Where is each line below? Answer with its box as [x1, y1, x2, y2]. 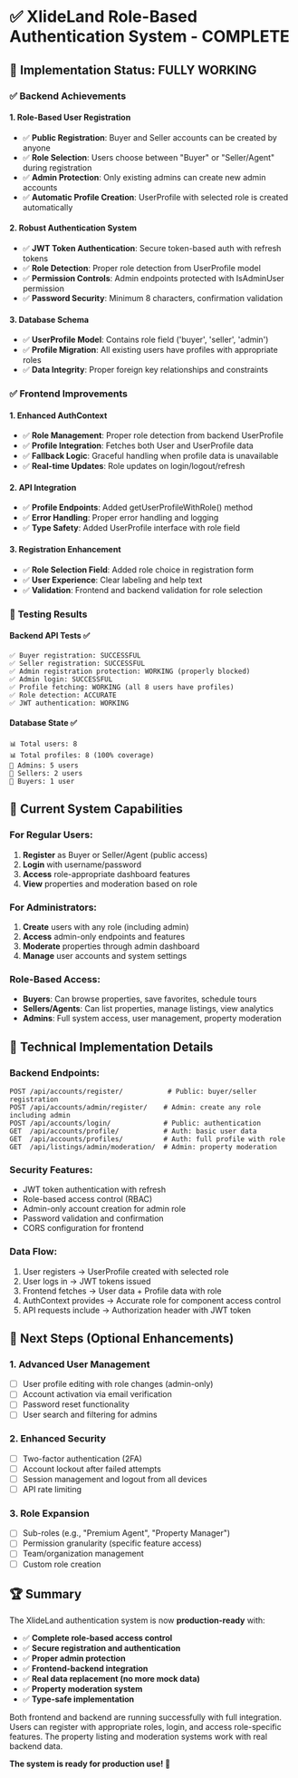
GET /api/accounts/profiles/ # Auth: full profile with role [9, 1134, 285, 1144]
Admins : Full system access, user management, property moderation [22, 1013, 283, 1024]
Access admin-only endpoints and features [22, 931, 186, 942]
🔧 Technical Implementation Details [9, 1039, 214, 1054]
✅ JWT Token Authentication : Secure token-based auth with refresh [22, 242, 282, 253]
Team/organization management [22, 1548, 145, 1559]
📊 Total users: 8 [9, 739, 78, 748]
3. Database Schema [9, 314, 89, 325]
